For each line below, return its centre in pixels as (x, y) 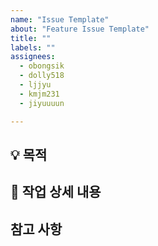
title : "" (31, 38)
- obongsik (42, 66)
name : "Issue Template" (60, 19)
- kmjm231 (39, 94)
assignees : (33, 57)
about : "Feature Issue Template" (80, 29)
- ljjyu (35, 85)
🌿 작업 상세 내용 (56, 192)
